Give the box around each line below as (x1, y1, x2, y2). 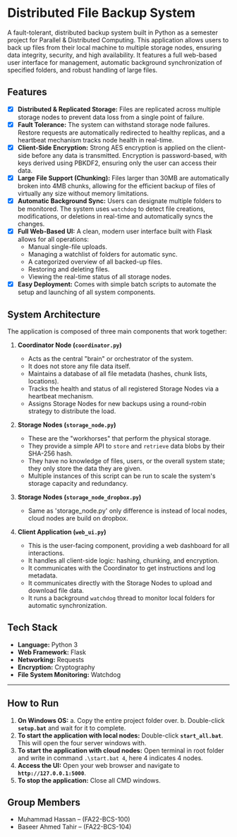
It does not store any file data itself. (28, 362, 130, 370)
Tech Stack (7, 622, 58, 634)
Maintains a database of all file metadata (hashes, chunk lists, (28, 369, 207, 378)
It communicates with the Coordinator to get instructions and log (28, 564, 216, 572)
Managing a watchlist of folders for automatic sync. (28, 250, 178, 259)
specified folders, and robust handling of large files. (7, 66, 158, 74)
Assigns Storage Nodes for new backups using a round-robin (28, 400, 207, 408)
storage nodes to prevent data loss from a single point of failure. (17, 113, 205, 121)
